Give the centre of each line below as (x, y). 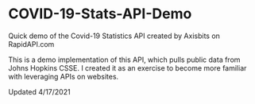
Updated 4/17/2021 (39, 91)
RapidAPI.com (31, 44)
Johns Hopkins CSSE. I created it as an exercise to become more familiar (127, 67)
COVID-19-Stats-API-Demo (100, 14)
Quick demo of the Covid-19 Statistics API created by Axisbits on (114, 36)
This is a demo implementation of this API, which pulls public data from (124, 60)
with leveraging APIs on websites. (64, 76)
